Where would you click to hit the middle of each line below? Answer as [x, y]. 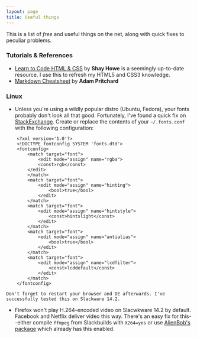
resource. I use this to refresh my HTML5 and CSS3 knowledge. [92, 74]
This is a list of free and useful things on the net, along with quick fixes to [95, 34]
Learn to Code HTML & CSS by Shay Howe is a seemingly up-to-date [99, 68]
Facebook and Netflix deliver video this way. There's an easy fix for [97, 316]
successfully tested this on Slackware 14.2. [63, 299]
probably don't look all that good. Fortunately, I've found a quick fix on [100, 115]
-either [23, 323]
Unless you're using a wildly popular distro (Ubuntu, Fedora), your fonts [102, 109]
